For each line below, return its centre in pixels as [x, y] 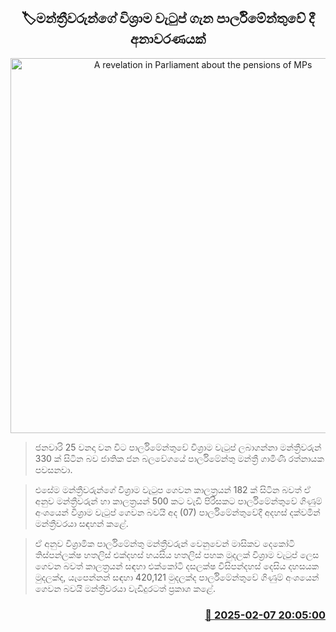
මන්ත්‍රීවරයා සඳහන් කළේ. [81, 523]
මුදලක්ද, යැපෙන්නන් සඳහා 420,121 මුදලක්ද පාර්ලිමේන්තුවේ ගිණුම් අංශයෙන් [177, 577]
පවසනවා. [53, 469]
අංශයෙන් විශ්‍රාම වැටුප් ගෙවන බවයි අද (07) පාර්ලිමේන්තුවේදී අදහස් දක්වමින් [177, 512]
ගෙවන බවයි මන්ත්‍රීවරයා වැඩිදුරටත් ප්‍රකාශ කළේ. [125, 588]
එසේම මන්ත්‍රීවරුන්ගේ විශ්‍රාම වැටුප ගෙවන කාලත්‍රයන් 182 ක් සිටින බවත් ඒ [173, 489]
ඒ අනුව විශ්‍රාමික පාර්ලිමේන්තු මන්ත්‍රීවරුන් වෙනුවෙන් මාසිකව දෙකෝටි [164, 543]
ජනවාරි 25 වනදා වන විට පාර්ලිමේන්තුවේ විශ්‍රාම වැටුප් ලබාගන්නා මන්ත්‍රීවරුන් [178, 447]
